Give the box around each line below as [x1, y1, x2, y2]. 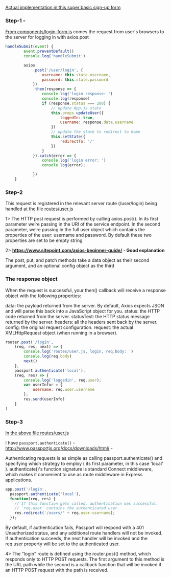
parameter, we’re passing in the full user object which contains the [5, 227, 145, 233]
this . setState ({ [51, 134, 86, 140]
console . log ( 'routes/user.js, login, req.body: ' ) [23, 349, 134, 354]
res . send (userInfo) [23, 396, 65, 402]
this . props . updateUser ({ [51, 110, 104, 116]
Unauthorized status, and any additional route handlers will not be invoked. [5, 530, 163, 536]
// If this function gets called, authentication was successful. [14, 501, 159, 506]
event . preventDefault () [23, 49, 74, 54]
